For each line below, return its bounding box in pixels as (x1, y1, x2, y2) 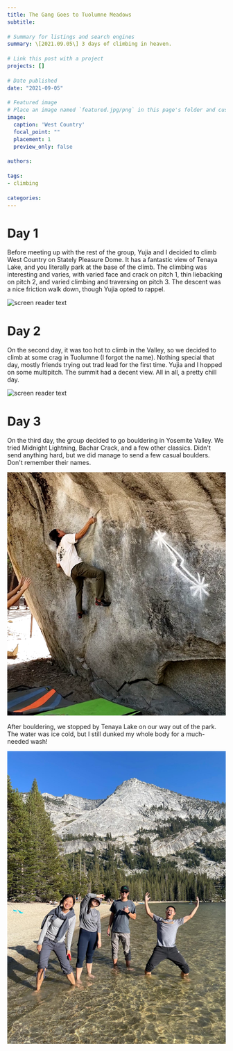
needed (7, 738, 29, 746)
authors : (7, 158, 33, 165)
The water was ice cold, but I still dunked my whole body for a (7, 730, 185, 738)
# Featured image (7, 99, 58, 106)
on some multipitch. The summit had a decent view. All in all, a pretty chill (7, 368, 217, 377)
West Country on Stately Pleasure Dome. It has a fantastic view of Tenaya (7, 256, 218, 264)
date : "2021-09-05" (7, 84, 64, 92)
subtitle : (7, 18, 36, 26)
